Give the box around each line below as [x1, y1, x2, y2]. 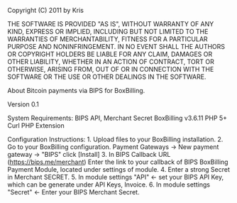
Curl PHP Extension [7, 121, 65, 130]
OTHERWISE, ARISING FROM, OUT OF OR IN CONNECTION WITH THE [7, 65, 214, 73]
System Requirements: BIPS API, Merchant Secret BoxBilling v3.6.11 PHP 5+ [7, 114, 228, 122]
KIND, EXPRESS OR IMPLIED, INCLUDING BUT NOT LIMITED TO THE [7, 28, 209, 35]
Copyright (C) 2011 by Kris [7, 6, 84, 14]
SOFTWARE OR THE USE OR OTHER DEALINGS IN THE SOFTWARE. [7, 72, 206, 81]
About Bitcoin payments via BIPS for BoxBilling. [7, 87, 145, 94]
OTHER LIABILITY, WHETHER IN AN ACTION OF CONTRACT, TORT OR [7, 57, 214, 66]
